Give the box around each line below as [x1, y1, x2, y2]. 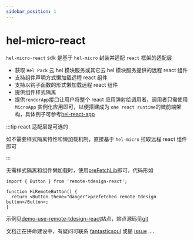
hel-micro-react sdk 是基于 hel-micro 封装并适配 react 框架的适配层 [6, 54, 172, 61]
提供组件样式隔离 [14, 89, 56, 96]
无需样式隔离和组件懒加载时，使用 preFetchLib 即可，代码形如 [6, 167, 154, 174]
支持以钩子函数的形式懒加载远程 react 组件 [14, 81, 118, 88]
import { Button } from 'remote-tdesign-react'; [6, 178, 128, 184]
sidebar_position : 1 [6, 8, 57, 15]
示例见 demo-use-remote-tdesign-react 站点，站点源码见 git [6, 215, 149, 222]
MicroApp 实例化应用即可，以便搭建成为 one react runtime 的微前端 [14, 103, 176, 110]
